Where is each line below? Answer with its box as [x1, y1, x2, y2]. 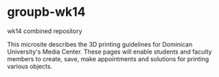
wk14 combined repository [7, 27, 82, 35]
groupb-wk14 [7, 4, 86, 20]
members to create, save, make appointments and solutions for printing [7, 54, 209, 63]
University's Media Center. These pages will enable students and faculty [7, 47, 212, 56]
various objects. [7, 62, 53, 70]
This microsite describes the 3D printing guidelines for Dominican [7, 40, 193, 48]
